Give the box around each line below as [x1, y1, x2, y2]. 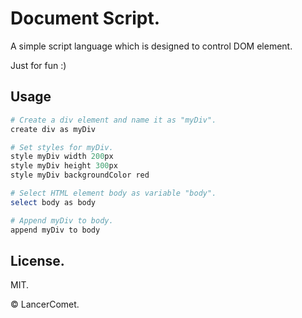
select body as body [10, 197, 97, 207]
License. [10, 252, 65, 269]
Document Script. [10, 7, 161, 30]
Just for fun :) [10, 59, 67, 71]
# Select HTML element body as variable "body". [10, 188, 217, 198]
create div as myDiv [10, 124, 97, 134]
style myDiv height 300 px [10, 161, 118, 171]
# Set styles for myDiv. [10, 142, 114, 152]
